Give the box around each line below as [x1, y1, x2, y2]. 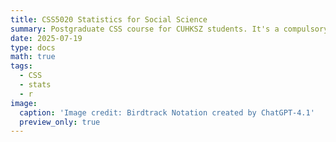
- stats [19, 80, 52, 90]
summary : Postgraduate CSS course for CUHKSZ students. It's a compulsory [10, 24, 329, 34]
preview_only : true [19, 117, 101, 127]
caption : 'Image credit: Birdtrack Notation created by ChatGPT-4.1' [19, 107, 315, 118]
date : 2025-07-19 [10, 33, 83, 43]
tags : [10, 61, 33, 71]
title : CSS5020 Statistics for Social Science [10, 14, 208, 25]
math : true [10, 52, 56, 62]
